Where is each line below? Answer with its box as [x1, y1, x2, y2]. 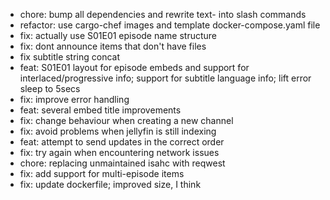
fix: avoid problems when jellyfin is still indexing [19, 125, 217, 137]
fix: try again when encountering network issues [19, 147, 220, 158]
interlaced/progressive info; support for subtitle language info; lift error [19, 72, 312, 84]
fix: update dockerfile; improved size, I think [19, 179, 202, 190]
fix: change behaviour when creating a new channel [19, 115, 234, 126]
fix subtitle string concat [19, 51, 121, 63]
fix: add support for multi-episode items [19, 168, 185, 179]
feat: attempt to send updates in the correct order [19, 136, 225, 148]
